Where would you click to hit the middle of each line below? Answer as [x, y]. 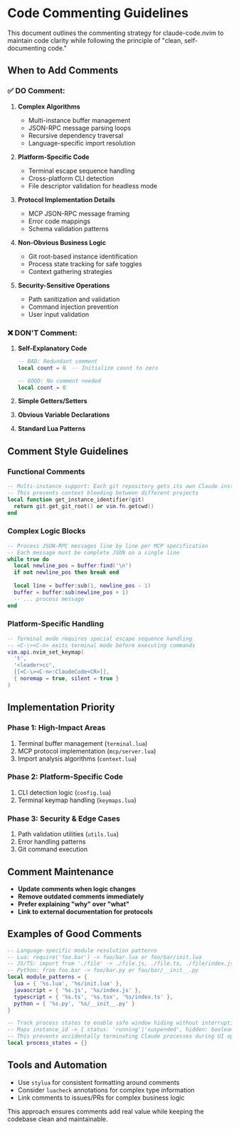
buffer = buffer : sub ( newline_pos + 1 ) [71, 592]
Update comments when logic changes [77, 888]
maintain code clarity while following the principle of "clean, [95, 40]
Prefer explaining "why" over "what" [74, 903]
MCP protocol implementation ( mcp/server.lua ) [87, 751]
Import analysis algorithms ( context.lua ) [77, 759]
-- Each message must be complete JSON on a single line [94, 552]
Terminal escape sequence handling [81, 171]
